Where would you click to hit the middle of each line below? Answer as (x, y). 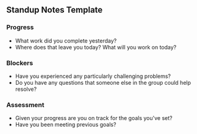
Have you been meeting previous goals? (66, 125)
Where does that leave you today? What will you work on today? (96, 47)
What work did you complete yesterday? (66, 41)
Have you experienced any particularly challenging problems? (93, 76)
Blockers (20, 63)
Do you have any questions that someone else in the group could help (103, 82)
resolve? (26, 89)
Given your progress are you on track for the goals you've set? (94, 118)
